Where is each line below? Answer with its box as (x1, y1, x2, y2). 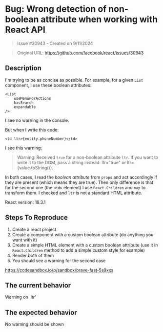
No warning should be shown (5, 321, 64, 327)
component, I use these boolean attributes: (5, 82, 92, 88)
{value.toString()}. (17, 165, 54, 171)
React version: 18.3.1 (5, 199, 46, 205)
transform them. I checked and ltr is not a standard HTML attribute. (5, 190, 143, 196)
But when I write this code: (5, 127, 59, 133)
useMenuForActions (14, 96, 51, 101)
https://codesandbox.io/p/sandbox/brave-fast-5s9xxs (5, 267, 114, 273)
